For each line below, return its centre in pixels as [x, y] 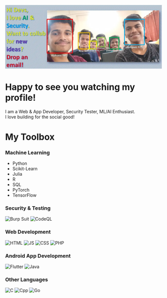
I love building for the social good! [40, 117]
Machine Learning [28, 152]
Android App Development [38, 256]
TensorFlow [24, 195]
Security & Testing [28, 208]
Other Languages [27, 280]
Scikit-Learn [25, 169]
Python [20, 163]
